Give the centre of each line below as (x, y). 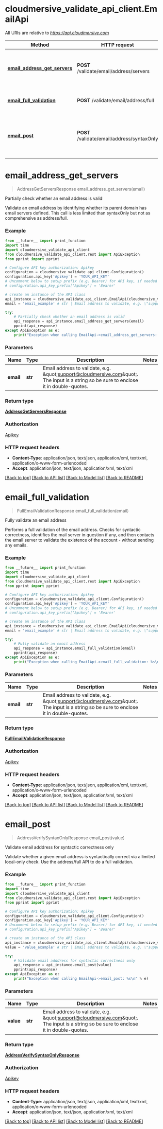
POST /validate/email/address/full (115, 100)
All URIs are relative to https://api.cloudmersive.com (57, 33)
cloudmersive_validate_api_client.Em (81, 9)
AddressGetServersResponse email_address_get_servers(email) (81, 189)
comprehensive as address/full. (37, 218)
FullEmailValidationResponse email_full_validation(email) (73, 511)
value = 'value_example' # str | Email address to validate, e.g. (73, 947)
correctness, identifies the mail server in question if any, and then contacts (80, 535)
